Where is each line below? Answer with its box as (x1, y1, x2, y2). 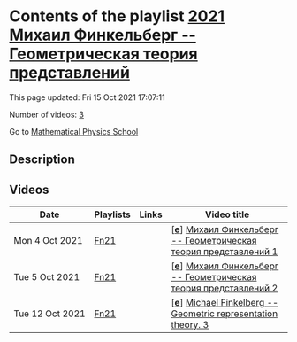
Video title (204, 208, 250, 221)
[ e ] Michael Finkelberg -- (171, 297, 278, 309)
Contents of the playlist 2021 (9, 6, 225, 27)
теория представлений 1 (171, 245, 278, 258)
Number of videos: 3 (9, 109, 84, 120)
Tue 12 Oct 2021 (13, 307, 86, 320)
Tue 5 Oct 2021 (13, 271, 80, 284)
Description (9, 152, 75, 167)
